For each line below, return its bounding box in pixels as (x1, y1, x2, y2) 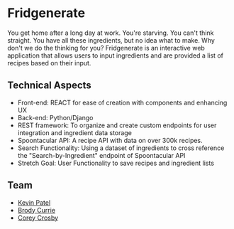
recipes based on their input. (7, 58, 91, 67)
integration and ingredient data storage (17, 128, 133, 137)
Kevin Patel (17, 198, 51, 207)
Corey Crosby (17, 213, 59, 222)
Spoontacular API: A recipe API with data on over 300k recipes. (17, 136, 204, 144)
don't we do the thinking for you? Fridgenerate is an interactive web (7, 43, 206, 52)
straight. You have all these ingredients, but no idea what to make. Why (7, 36, 215, 44)
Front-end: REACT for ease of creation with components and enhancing (17, 98, 228, 107)
